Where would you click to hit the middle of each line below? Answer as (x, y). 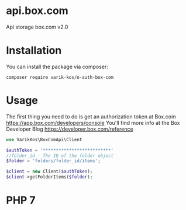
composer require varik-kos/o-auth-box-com (60, 77)
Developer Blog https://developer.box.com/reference (70, 129)
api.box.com (37, 11)
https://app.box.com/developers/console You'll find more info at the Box (93, 123)
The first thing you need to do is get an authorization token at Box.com (91, 116)
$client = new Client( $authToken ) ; (49, 171)
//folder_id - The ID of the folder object (60, 156)
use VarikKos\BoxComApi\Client (44, 139)
